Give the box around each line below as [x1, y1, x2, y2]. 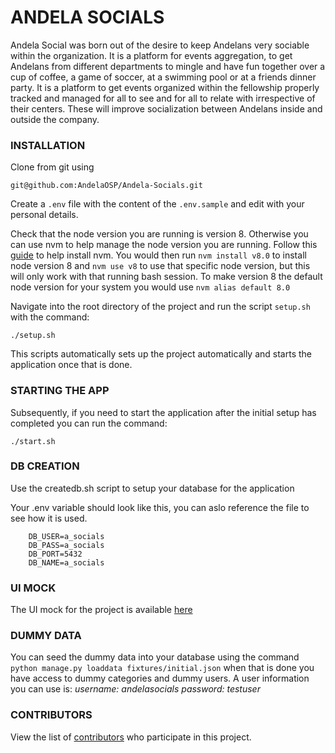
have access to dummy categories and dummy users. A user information [10, 672, 310, 685]
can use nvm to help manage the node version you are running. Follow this [10, 239, 318, 251]
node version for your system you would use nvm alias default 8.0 [10, 281, 291, 293]
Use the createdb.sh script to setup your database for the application [10, 482, 295, 494]
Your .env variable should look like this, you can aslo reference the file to [10, 501, 310, 513]
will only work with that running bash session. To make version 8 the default [10, 271, 323, 283]
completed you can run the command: [10, 417, 168, 429]
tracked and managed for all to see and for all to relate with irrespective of [10, 92, 316, 104]
